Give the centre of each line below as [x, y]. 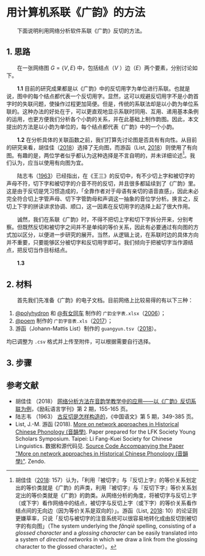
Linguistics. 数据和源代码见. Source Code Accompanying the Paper [99, 446]
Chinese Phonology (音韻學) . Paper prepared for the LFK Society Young [105, 432]
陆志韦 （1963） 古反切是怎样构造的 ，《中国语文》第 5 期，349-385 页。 [106, 416]
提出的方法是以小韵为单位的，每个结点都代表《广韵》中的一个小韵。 [92, 127]
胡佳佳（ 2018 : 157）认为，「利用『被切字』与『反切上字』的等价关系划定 [106, 480]
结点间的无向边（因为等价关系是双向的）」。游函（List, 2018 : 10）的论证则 [106, 511]
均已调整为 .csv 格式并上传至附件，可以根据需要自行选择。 [80, 342]
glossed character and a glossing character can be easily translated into [106, 533]
